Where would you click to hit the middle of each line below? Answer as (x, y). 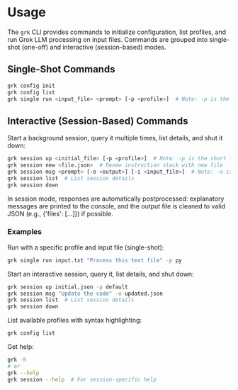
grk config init (31, 86)
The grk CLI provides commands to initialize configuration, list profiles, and (117, 32)
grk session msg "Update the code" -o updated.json (85, 294)
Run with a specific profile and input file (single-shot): (86, 247)
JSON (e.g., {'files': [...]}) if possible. (60, 213)
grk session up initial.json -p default (68, 287)
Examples (25, 232)
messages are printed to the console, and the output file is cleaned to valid (116, 206)
